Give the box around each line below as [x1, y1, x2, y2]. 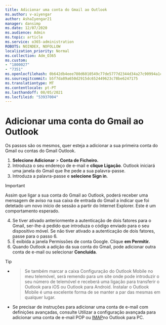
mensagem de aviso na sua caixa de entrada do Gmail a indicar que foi [5, 198, 150, 203]
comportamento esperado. [5, 208, 60, 214]
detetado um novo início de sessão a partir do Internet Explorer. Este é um [5, 203, 156, 209]
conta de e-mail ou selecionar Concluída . [12, 249, 97, 255]
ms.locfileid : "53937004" [5, 94, 58, 99]
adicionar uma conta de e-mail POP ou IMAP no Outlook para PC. [12, 315, 144, 321]
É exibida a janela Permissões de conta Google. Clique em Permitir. [12, 239, 150, 244]
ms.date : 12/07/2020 [5, 26, 48, 31]
